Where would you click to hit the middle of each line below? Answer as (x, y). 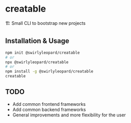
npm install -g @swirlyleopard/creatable (49, 71)
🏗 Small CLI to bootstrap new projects (45, 23)
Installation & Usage (37, 41)
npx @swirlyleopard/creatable (37, 62)
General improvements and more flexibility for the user (69, 115)
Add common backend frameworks (49, 109)
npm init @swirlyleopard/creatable (43, 53)
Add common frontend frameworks (49, 104)
